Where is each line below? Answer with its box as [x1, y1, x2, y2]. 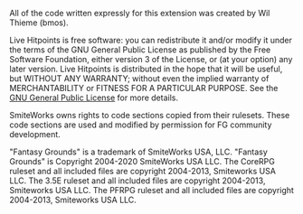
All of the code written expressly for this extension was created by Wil [9, 8, 270, 18]
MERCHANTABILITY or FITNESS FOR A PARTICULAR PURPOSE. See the [9, 83, 279, 93]
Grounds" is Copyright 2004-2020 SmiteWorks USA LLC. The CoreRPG [9, 156, 276, 166]
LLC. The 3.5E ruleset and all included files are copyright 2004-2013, [9, 175, 266, 186]
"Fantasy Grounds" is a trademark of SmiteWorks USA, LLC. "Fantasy [9, 146, 269, 157]
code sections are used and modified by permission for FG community [9, 119, 272, 130]
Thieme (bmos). [9, 17, 70, 28]
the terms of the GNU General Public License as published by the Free [9, 44, 271, 55]
